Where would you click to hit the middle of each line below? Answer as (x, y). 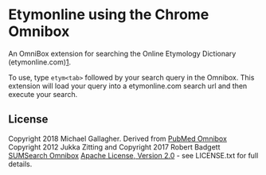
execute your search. (43, 94)
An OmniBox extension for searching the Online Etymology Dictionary (122, 53)
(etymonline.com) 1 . (40, 62)
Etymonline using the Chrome (109, 15)
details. (20, 164)
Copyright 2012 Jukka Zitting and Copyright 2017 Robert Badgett (114, 147)
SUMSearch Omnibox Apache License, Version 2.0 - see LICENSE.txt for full (133, 155)
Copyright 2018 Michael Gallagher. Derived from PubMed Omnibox (117, 138)
